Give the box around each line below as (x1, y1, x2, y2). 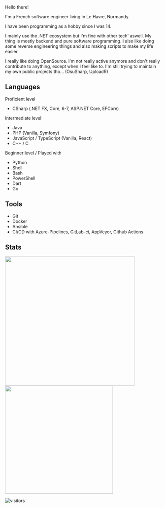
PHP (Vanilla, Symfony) (12, 130, 60, 136)
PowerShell (12, 175, 35, 181)
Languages (5, 83, 40, 91)
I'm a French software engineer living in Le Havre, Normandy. (5, 14, 130, 19)
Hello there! (5, 4, 29, 10)
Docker (12, 218, 28, 224)
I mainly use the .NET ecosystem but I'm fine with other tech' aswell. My (5, 33, 152, 38)
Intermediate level (5, 115, 42, 121)
